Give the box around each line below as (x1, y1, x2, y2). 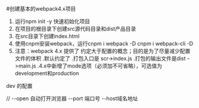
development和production (14, 70, 79, 77)
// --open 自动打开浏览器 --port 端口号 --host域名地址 (6, 95, 138, 102)
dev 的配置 (6, 82, 33, 89)
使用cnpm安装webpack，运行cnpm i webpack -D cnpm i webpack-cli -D (14, 40, 194, 47)
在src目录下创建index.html (14, 33, 80, 40)
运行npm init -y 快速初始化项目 (14, 18, 91, 25)
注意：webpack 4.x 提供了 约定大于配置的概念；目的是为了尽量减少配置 (14, 47, 191, 55)
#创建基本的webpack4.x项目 (6, 5, 76, 12)
